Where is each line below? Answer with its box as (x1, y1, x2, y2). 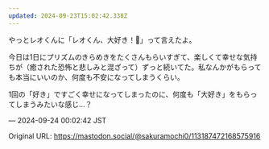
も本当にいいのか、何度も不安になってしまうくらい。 (8, 72, 185, 81)
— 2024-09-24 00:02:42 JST (8, 115, 107, 125)
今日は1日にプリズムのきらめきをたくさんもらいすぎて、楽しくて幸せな (8, 52, 244, 61)
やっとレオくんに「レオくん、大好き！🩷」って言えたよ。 (8, 35, 197, 44)
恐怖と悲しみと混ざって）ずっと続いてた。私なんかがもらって (57, 62, 262, 72)
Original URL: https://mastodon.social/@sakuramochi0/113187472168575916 (8, 130, 261, 141)
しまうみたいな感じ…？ (14, 99, 93, 109)
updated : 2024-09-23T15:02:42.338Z (8, 11, 128, 20)
